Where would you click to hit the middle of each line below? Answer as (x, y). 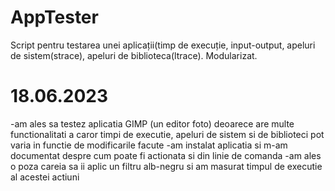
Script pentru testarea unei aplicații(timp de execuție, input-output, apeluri (163, 45)
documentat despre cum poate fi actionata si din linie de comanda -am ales (166, 155)
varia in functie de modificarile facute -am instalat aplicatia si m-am (149, 145)
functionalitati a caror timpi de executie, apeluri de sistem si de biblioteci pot (167, 134)
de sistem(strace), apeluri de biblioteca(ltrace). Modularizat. (134, 55)
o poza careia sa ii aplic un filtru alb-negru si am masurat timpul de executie (166, 166)
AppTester (54, 17)
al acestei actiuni (45, 177)
